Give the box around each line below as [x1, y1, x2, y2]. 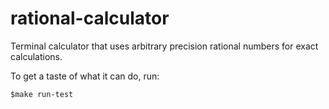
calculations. [10, 50, 63, 62]
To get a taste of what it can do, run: [10, 70, 160, 82]
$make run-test [10, 89, 74, 99]
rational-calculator [10, 7, 170, 30]
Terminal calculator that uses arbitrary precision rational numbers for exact [10, 40, 319, 52]
